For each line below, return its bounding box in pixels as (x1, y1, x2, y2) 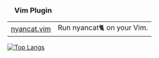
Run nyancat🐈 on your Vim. (57, 23, 148, 32)
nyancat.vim (11, 23, 51, 33)
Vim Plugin (14, 6, 53, 15)
